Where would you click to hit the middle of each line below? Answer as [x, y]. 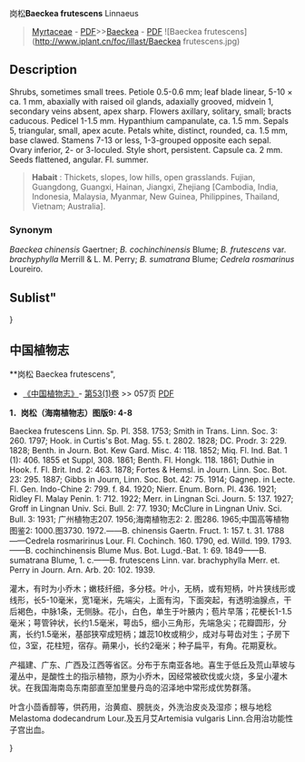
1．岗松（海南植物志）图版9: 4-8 [71, 412]
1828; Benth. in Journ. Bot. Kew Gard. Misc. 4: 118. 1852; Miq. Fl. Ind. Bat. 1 [148, 450]
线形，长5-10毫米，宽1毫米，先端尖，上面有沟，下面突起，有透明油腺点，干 [151, 600]
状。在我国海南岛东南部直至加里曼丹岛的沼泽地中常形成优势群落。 [133, 687]
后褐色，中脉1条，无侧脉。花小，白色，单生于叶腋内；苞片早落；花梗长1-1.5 [151, 611]
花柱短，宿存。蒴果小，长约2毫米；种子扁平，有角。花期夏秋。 [164, 645]
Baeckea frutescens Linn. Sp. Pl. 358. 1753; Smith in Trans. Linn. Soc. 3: [144, 431]
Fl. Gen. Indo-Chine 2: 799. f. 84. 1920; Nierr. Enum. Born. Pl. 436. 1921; [143, 489]
